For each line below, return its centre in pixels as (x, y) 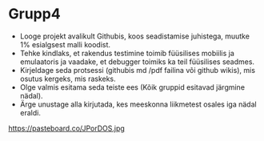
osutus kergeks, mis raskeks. (68, 79)
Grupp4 (35, 14)
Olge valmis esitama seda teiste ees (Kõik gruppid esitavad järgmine (132, 87)
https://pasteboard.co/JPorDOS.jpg (67, 128)
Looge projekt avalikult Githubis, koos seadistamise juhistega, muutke (135, 36)
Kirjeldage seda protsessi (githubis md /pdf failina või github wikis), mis (138, 70)
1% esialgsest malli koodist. (65, 44)
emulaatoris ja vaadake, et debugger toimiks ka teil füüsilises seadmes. (137, 62)
